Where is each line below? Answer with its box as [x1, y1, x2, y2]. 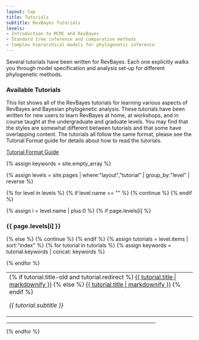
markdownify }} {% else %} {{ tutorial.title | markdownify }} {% [9, 281, 181, 289]
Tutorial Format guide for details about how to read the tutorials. [6, 137, 162, 144]
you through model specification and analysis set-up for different [6, 64, 165, 71]
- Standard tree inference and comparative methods [6, 36, 136, 42]
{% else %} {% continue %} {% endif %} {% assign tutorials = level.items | [6, 235, 188, 243]
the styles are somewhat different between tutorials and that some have [6, 124, 182, 131]
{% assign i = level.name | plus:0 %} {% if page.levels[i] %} [6, 207, 152, 215]
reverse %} [6, 178, 34, 185]
